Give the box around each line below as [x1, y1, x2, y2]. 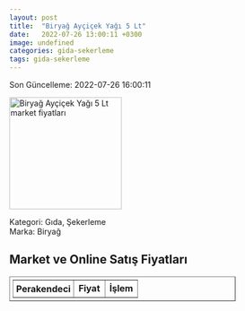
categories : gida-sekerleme [9, 47, 115, 56]
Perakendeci [16, 282, 72, 295]
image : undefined [9, 38, 74, 48]
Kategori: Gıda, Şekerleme [9, 217, 107, 227]
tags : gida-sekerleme [9, 55, 91, 64]
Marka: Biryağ [9, 226, 61, 237]
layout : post [9, 13, 58, 22]
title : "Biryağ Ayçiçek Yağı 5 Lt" [9, 22, 146, 30]
